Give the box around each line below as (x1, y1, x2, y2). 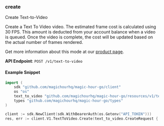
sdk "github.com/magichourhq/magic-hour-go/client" (14, 85, 121, 90)
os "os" (14, 89, 29, 94)
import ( (5, 80, 23, 85)
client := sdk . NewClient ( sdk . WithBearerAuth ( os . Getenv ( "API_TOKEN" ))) (5, 111, 152, 116)
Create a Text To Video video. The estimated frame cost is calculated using (5, 24, 156, 30)
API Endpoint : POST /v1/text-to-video (5, 58, 83, 64)
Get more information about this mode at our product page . (5, 49, 124, 54)
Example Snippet (5, 69, 41, 75)
